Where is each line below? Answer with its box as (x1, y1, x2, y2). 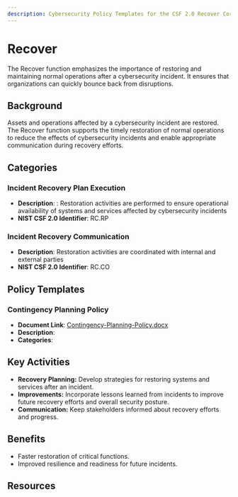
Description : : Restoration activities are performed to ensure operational (17, 199, 229, 207)
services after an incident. (17, 382, 94, 391)
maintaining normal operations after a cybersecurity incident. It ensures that (7, 72, 229, 80)
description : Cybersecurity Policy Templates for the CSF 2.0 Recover (7, 10, 220, 18)
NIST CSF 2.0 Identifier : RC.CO (17, 263, 110, 271)
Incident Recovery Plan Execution (7, 183, 126, 193)
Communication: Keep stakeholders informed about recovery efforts (17, 405, 220, 413)
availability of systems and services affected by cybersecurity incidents (17, 207, 227, 215)
